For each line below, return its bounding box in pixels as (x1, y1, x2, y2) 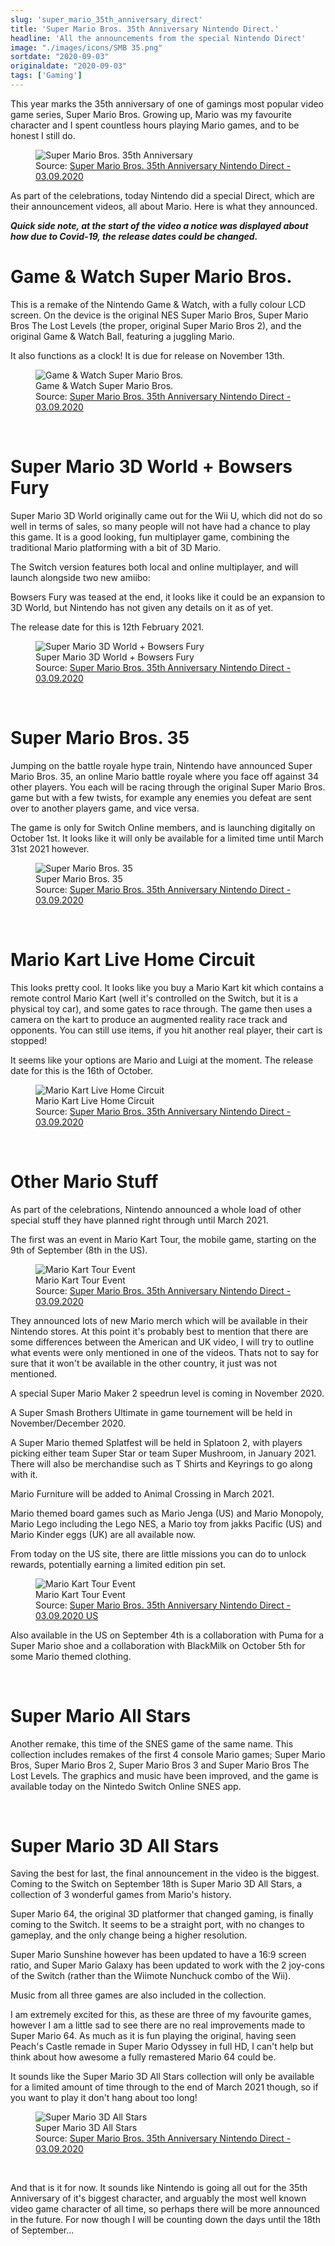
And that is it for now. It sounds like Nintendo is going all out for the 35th (10, 2182, 308, 2194)
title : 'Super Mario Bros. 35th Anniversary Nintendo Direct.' (10, 24, 280, 34)
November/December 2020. (10, 1417, 127, 1429)
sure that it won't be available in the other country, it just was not (10, 1357, 278, 1369)
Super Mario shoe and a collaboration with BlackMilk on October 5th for (10, 1639, 306, 1651)
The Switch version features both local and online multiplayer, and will (10, 561, 299, 573)
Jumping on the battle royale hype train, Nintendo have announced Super (10, 759, 313, 771)
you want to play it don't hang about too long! (10, 2092, 198, 2104)
